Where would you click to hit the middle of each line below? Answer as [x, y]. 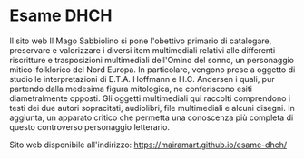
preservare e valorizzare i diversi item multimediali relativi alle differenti [142, 50]
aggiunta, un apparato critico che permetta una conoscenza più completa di [152, 117]
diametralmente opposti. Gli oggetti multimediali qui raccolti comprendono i [150, 98]
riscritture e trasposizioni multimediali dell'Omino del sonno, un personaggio [152, 60]
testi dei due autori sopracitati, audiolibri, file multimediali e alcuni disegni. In [152, 108]
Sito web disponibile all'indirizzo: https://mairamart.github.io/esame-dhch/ [148, 145]
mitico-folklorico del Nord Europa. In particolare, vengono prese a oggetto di [152, 70]
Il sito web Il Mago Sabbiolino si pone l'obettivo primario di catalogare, [141, 41]
